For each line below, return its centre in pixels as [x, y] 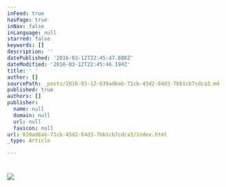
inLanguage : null [32, 33]
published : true [30, 90]
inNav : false [26, 26]
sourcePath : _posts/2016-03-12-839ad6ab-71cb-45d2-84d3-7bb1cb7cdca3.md [113, 84]
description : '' [30, 52]
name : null [29, 109]
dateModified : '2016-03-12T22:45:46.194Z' [69, 64]
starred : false [29, 39]
